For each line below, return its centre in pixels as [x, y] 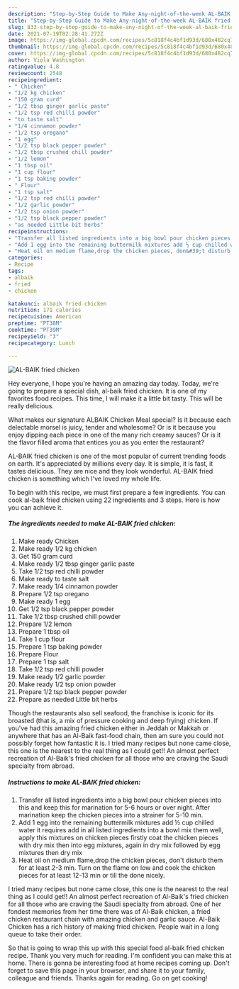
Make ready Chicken [49, 541]
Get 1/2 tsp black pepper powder [66, 609]
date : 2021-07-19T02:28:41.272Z [56, 34]
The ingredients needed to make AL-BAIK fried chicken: [92, 524]
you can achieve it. [35, 507]
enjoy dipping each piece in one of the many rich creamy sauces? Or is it [115, 435]
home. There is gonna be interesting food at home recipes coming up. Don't [119, 963]
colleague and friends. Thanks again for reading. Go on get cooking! [108, 978]
